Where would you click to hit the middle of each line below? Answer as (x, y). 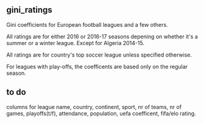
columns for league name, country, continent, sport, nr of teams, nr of (94, 107)
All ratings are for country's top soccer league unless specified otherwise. (99, 55)
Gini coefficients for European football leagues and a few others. (87, 24)
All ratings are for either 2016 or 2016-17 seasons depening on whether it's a (102, 37)
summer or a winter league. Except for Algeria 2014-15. (76, 43)
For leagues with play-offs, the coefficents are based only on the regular (97, 66)
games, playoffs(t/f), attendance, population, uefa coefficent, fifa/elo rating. (101, 113)
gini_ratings (30, 10)
